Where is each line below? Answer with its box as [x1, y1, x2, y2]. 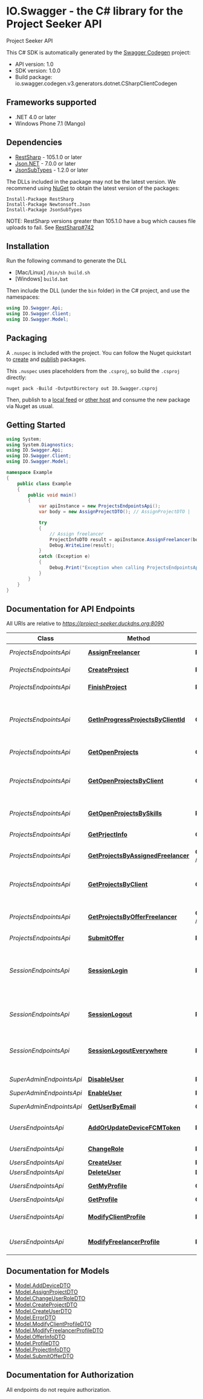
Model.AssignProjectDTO [14, 1288, 79, 1295]
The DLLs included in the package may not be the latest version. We [6, 178, 176, 185]
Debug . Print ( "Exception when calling [49, 565, 145, 571]
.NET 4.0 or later [14, 113, 56, 120]
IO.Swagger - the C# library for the [6, 4, 183, 18]
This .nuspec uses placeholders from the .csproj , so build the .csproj [6, 367, 180, 374]
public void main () [28, 492, 77, 498]
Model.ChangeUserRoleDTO [14, 1295, 86, 1302]
